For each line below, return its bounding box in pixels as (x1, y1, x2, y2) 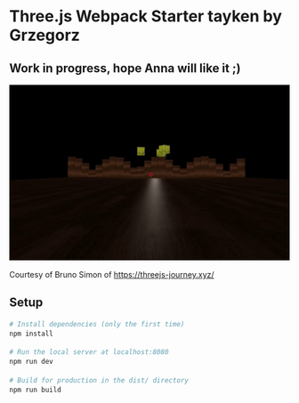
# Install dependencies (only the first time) (9, 319, 185, 328)
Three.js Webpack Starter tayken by (9, 6, 283, 27)
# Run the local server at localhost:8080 (9, 348, 169, 357)
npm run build (9, 385, 62, 394)
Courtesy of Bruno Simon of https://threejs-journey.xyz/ (9, 269, 215, 279)
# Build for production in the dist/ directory (9, 375, 190, 384)
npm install (9, 329, 53, 338)
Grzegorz (9, 25, 80, 45)
